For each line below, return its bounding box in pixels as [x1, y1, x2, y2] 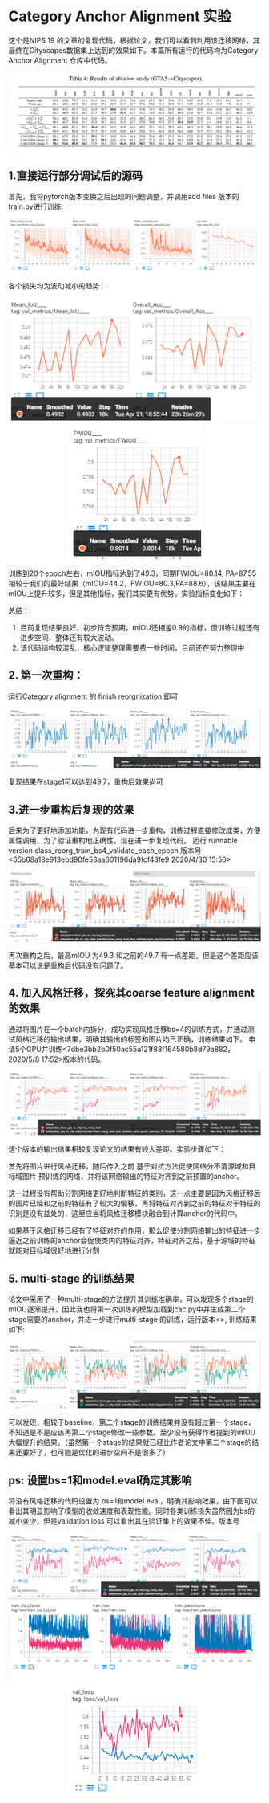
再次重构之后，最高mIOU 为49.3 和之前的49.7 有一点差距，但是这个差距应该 [8, 950, 259, 960]
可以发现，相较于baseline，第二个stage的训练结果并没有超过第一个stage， [8, 1418, 255, 1427]
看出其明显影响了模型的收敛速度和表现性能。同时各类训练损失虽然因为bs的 [8, 1507, 255, 1516]
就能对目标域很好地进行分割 [8, 1246, 100, 1255]
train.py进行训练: [8, 202, 64, 211]
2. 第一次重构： [8, 668, 84, 683]
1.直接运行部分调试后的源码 [8, 169, 143, 182]
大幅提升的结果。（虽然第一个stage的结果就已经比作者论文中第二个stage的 [8, 1438, 252, 1447]
